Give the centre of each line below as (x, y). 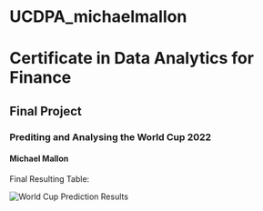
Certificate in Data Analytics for (132, 59)
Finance (40, 78)
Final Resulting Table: (50, 178)
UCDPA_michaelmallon (98, 17)
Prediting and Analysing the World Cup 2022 (111, 136)
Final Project (46, 111)
